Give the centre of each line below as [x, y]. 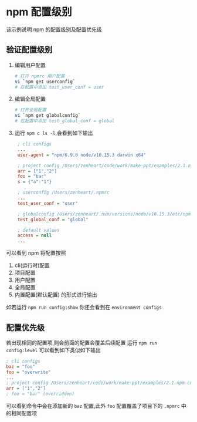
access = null [35, 235]
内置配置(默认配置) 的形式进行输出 [56, 295]
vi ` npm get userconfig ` [45, 82]
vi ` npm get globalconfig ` [47, 116]
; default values [38, 230]
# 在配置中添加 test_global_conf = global [64, 121]
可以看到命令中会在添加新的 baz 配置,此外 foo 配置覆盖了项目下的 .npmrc [93, 406]
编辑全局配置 [30, 99]
